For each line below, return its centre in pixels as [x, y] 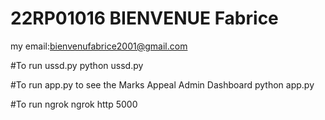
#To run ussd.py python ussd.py [77, 65]
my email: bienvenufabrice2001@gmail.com [99, 46]
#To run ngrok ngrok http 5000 [74, 104]
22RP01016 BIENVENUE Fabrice [144, 18]
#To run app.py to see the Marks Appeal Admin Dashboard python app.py [162, 84]
